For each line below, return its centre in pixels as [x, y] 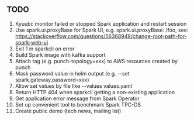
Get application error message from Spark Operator [77, 98]
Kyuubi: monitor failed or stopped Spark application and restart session [101, 23]
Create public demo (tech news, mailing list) [68, 111]
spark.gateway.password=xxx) [52, 80]
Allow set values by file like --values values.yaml [74, 86]
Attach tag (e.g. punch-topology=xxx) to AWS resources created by [96, 61]
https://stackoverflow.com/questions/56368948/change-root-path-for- [101, 36]
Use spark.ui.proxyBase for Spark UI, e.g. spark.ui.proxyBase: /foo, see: [102, 30]
